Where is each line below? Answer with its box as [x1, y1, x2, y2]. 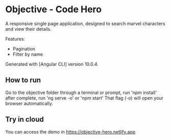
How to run [5, 76, 41, 85]
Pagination [12, 45, 36, 52]
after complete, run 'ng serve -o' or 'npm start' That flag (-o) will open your [5, 95, 163, 101]
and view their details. [5, 26, 52, 32]
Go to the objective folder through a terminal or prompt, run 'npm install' [5, 89, 157, 96]
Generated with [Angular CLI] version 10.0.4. [5, 61, 99, 67]
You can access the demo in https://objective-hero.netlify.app [5, 129, 136, 135]
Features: [5, 36, 26, 42]
